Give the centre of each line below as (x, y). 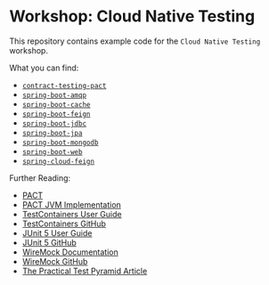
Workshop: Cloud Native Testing (132, 16)
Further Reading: (40, 178)
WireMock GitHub (55, 261)
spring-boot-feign (56, 114)
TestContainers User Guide (72, 214)
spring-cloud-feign (58, 161)
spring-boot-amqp (54, 95)
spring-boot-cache (56, 104)
